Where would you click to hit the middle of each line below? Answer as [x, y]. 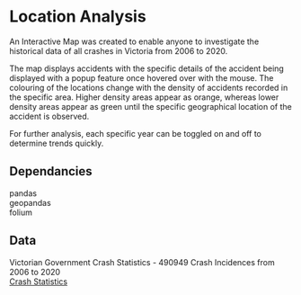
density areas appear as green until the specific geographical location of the [150, 106]
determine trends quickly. [57, 143]
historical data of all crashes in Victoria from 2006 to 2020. [119, 50]
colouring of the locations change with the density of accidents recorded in [149, 87]
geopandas [30, 202]
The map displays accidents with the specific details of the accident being [147, 68]
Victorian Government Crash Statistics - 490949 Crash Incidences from [142, 262]
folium [21, 212]
